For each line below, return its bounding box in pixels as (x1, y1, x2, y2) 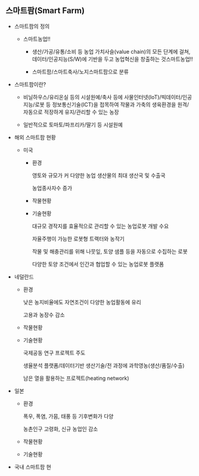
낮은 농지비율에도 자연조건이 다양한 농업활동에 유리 (23, 298, 141, 305)
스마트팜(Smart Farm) (5, 5, 85, 16)
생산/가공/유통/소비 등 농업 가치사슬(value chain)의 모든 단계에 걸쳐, (32, 48, 191, 55)
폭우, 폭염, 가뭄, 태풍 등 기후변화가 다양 (23, 412, 114, 419)
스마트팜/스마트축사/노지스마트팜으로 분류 (32, 68, 129, 75)
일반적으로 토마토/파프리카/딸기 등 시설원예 (23, 121, 123, 128)
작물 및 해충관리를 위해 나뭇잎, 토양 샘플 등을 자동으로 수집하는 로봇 (32, 248, 188, 255)
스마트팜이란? (14, 81, 46, 88)
